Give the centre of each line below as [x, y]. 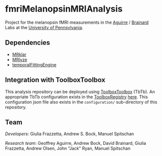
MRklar [19, 54]
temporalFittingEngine [34, 64]
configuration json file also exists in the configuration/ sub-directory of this [81, 102]
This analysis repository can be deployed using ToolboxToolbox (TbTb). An [80, 92]
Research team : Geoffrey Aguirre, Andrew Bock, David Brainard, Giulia [76, 143]
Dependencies [27, 43]
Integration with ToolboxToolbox [55, 80]
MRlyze [20, 60]
